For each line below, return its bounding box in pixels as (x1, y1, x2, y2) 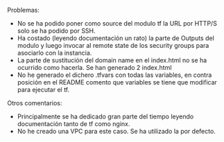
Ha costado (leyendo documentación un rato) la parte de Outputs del (17, 34, 215, 42)
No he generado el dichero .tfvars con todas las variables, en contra (17, 71, 212, 79)
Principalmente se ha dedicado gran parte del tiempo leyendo (17, 112, 194, 121)
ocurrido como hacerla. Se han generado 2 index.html (17, 64, 172, 71)
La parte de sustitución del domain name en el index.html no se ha (17, 56, 207, 64)
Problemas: (7, 6, 40, 14)
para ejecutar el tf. (17, 86, 70, 94)
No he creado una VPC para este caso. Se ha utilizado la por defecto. (17, 127, 216, 135)
